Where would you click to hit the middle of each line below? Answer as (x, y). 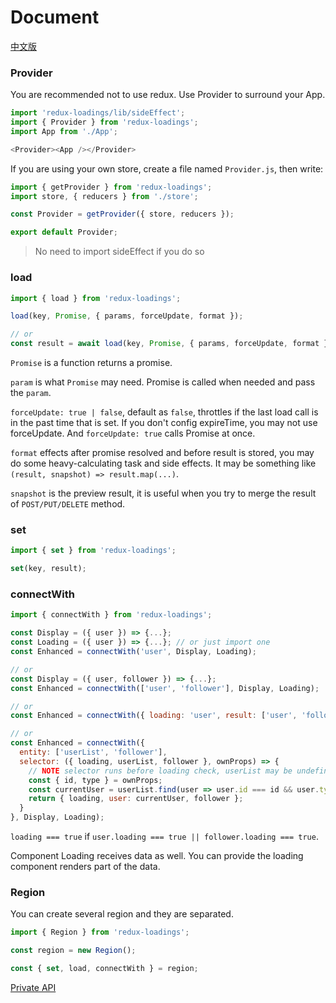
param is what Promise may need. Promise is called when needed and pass (163, 382)
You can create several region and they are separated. (122, 914)
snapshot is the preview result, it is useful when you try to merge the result (163, 493)
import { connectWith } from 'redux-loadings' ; (111, 615)
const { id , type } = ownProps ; (95, 780)
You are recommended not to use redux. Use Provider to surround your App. (168, 95)
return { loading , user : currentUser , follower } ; (136, 799)
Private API (33, 987)
